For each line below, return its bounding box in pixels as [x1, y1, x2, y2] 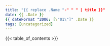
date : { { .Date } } [5, 12, 44, 17]
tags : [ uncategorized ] [5, 21, 53, 27]
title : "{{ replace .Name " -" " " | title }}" [5, 7, 105, 13]
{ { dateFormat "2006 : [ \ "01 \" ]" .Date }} [5, 17, 94, 22]
